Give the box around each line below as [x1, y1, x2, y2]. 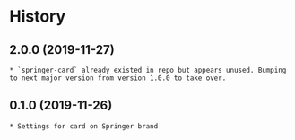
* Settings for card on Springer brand [9, 121, 159, 131]
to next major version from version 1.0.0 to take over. [9, 74, 227, 83]
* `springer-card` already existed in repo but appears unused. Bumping [9, 66, 287, 74]
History [9, 6, 66, 27]
